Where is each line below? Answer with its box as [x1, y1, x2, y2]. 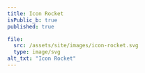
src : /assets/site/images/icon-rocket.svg [13, 42, 139, 49]
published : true [7, 23, 54, 30]
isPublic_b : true [7, 17, 58, 24]
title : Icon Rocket [7, 10, 64, 17]
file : [7, 35, 23, 42]
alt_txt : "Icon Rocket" [7, 55, 77, 63]
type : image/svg [13, 49, 61, 56]
